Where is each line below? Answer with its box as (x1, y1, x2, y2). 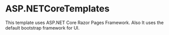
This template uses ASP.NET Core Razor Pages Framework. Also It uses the (5, 19, 164, 25)
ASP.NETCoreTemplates (5, 3, 110, 14)
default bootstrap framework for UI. (5, 24, 80, 30)
